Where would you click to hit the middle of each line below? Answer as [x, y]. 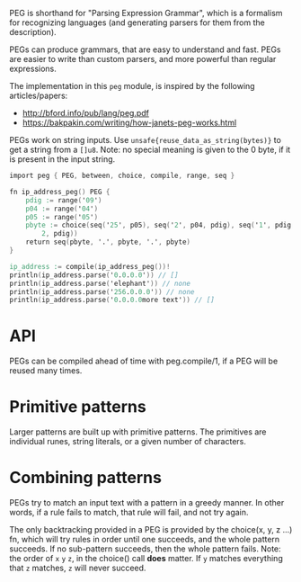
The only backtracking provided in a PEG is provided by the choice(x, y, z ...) [151, 530]
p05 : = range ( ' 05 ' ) [62, 217]
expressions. [33, 68]
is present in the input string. [62, 159]
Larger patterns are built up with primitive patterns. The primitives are [138, 432]
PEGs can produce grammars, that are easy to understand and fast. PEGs [145, 49]
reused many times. [46, 371]
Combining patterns [85, 478]
